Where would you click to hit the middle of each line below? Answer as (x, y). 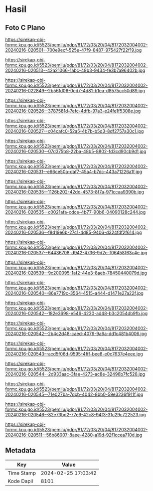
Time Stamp (22, 473)
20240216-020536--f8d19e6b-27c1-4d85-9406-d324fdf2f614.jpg (74, 232)
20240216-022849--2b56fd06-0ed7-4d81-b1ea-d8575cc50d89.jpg (75, 90)
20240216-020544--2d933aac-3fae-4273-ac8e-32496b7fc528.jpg (75, 374)
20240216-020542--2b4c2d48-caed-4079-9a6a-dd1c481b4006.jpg (76, 333)
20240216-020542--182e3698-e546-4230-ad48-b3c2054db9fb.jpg (76, 313)
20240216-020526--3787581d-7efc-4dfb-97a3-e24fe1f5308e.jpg (73, 111)
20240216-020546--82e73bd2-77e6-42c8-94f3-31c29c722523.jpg (76, 414)
